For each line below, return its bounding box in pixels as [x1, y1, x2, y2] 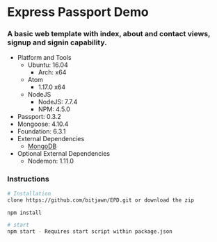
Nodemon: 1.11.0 [27, 157, 74, 166]
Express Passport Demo [7, 4, 149, 20]
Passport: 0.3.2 [17, 113, 61, 121]
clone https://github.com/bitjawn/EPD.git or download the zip [7, 196, 195, 204]
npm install [7, 209, 42, 216]
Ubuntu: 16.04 [27, 60, 68, 70]
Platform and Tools [17, 54, 72, 62]
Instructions [7, 175, 50, 184]
